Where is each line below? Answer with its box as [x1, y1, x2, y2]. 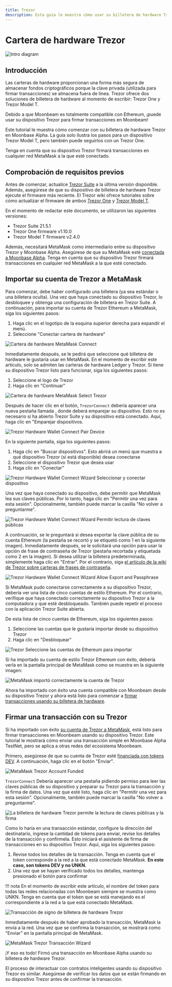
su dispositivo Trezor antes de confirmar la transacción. [5, 976, 123, 982]
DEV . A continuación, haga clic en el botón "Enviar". [5, 758, 114, 764]
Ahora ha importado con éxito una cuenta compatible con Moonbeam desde [5, 687, 166, 693]
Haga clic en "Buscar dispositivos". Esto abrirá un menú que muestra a [12, 448, 162, 455]
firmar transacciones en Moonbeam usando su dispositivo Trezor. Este [5, 732, 155, 738]
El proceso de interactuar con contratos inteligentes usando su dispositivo [5, 965, 162, 971]
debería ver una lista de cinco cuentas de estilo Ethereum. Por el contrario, [5, 589, 163, 595]
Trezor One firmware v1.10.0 [12, 228, 72, 234]
